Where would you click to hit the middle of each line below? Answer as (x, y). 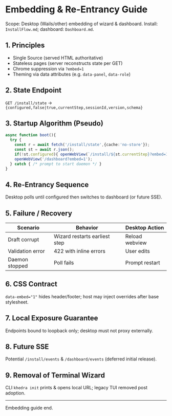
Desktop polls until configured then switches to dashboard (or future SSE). (84, 197)
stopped (18, 266)
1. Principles (25, 46)
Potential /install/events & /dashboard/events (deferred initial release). (81, 359)
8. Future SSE (27, 347)
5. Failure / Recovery (39, 213)
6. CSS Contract (31, 284)
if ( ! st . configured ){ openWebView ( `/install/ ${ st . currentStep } (82, 154)
